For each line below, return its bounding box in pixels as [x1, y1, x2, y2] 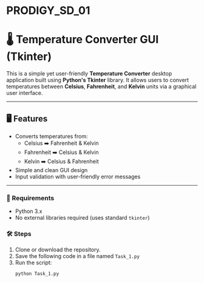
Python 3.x [15, 208, 42, 215]
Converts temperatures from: [15, 132, 88, 140]
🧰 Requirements [6, 194, 55, 202]
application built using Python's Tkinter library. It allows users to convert [6, 77, 189, 84]
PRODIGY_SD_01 [6, 4, 90, 18]
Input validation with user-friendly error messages [15, 173, 141, 180]
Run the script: [15, 259, 52, 266]
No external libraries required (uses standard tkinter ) [15, 214, 150, 222]
